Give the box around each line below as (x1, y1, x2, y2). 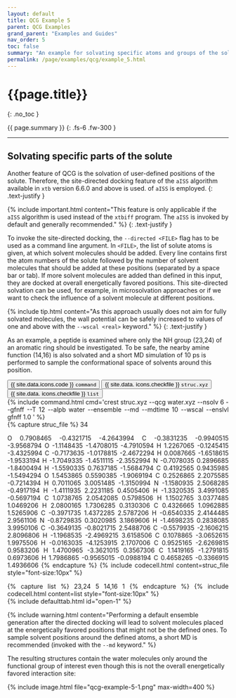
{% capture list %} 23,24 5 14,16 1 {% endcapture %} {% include (7, 582, 229, 590)
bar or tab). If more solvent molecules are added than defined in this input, (7, 271, 223, 279)
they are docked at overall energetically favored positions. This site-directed (7, 279, 228, 287)
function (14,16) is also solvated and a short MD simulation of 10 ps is (7, 350, 206, 359)
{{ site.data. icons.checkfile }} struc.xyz (105, 381, 209, 388)
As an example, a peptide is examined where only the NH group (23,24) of (7, 336, 223, 344)
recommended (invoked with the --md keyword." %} (7, 640, 157, 649)
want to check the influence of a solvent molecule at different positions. (7, 293, 215, 302)
